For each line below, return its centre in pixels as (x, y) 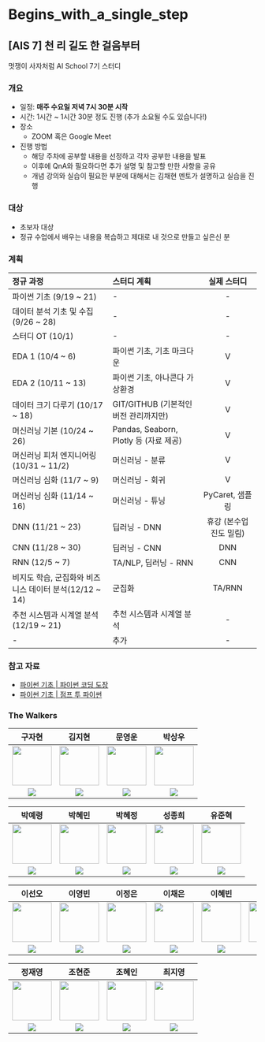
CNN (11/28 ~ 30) (47, 547)
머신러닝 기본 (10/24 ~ (53, 430)
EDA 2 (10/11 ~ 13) (49, 382)
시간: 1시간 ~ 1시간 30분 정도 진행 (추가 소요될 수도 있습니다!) (113, 117)
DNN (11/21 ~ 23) (47, 527)
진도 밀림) (228, 533)
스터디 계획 (132, 281)
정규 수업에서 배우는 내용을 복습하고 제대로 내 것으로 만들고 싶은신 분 (125, 236)
